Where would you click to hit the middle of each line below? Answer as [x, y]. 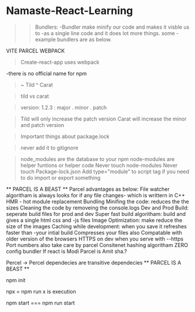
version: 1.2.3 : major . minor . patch [64, 107]
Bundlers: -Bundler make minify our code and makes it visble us [112, 27]
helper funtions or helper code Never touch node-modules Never [99, 165]
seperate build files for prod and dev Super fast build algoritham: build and [96, 214]
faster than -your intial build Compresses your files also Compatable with [94, 232]
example [45, 39]
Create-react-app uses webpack [60, 62]
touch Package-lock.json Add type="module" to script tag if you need [105, 172]
